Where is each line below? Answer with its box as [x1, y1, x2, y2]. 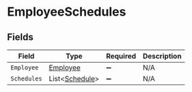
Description [142, 52, 182, 61]
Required [105, 52, 137, 61]
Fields [7, 31, 34, 43]
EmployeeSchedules [7, 4, 126, 20]
